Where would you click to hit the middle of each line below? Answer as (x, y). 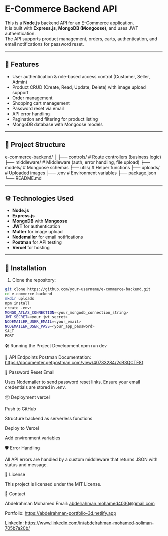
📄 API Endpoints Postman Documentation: (48, 357)
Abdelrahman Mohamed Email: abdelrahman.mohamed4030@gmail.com (80, 503)
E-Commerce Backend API (61, 9)
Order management (32, 98)
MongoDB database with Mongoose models (58, 124)
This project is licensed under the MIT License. (53, 484)
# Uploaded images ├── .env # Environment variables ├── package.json (81, 173)
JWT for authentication (36, 226)
